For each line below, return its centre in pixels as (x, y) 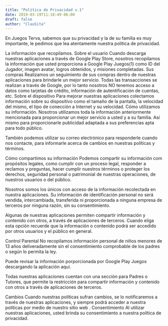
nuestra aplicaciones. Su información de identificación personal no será (79, 195)
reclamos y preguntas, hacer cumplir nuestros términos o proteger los (77, 169)
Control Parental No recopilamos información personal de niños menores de (84, 241)
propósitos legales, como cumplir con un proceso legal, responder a (76, 164)
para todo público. (24, 128)
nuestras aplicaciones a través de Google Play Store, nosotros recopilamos (83, 59)
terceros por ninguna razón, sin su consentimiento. (58, 206)
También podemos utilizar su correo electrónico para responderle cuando (81, 138)
